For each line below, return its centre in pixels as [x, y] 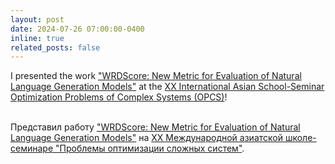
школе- [300, 138]
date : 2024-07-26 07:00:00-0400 [77, 29]
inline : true [37, 38]
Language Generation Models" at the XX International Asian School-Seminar [167, 87]
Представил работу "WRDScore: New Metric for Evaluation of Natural [155, 127]
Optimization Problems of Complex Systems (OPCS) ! [119, 97]
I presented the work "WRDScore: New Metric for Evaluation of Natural [156, 76]
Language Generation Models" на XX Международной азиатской [146, 138]
